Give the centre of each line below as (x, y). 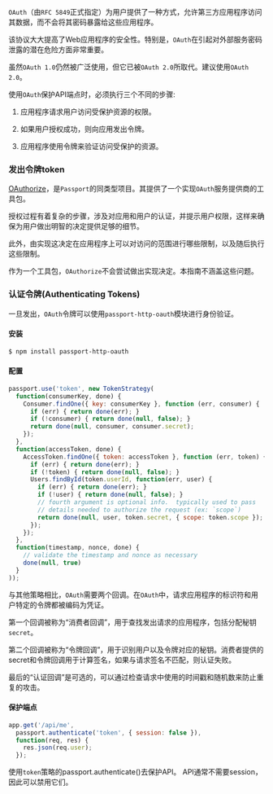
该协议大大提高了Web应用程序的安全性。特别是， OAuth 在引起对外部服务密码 (135, 39)
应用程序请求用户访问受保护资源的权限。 (88, 112)
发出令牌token (37, 169)
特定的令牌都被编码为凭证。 (61, 604)
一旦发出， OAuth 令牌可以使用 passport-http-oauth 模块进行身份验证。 (123, 314)
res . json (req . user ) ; (58, 748)
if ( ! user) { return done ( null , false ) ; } (110, 495)
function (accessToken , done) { (69, 449)
